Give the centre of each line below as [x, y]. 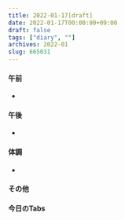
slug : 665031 [29, 52]
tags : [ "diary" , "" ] [42, 37]
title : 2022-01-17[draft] [50, 15]
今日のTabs [27, 208]
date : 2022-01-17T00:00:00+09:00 [63, 23]
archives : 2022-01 [38, 45]
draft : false [29, 30]
